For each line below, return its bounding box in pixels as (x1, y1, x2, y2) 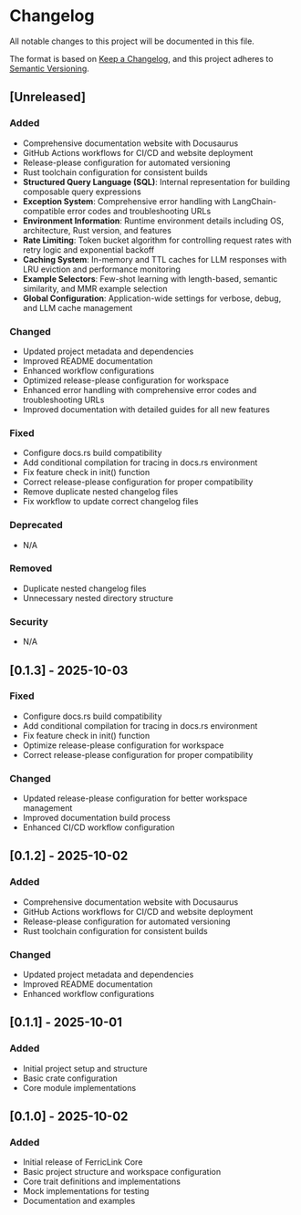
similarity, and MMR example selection (22, 283, 168, 294)
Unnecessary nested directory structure (22, 592, 173, 603)
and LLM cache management (22, 302, 133, 313)
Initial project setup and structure (22, 1063, 148, 1074)
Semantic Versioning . (9, 63, 89, 74)
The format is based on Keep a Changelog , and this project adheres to (9, 53, 274, 64)
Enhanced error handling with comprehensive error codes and (22, 384, 257, 395)
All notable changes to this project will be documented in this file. (9, 36, 255, 47)
